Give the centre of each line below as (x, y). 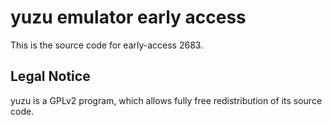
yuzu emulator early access (128, 17)
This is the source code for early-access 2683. (107, 45)
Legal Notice (50, 76)
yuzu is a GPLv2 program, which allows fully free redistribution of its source (166, 100)
